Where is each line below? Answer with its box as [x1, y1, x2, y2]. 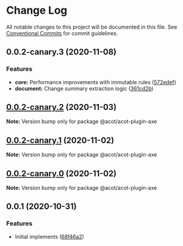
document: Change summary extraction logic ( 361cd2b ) [14, 85, 154, 92]
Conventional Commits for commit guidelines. [6, 29, 118, 36]
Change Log [6, 4, 67, 17]
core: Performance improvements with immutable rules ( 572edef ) [14, 78, 177, 85]
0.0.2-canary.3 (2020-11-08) [6, 47, 117, 57]
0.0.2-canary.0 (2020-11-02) [6, 168, 117, 179]
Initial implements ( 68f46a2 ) [14, 233, 85, 240]
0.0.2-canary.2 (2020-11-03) [6, 102, 117, 112]
